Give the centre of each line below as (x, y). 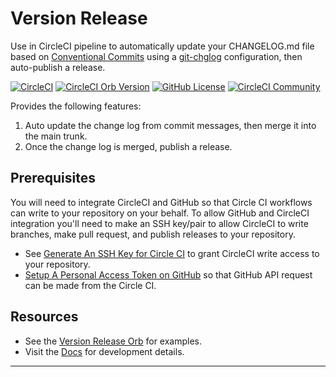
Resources (44, 317)
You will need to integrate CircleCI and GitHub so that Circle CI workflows (161, 202)
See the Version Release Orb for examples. (113, 341)
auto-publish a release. (58, 67)
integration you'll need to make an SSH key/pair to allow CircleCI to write (159, 223)
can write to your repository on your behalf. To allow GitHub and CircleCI (160, 213)
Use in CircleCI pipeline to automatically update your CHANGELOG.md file (162, 46)
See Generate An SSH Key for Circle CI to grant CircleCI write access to (172, 253)
